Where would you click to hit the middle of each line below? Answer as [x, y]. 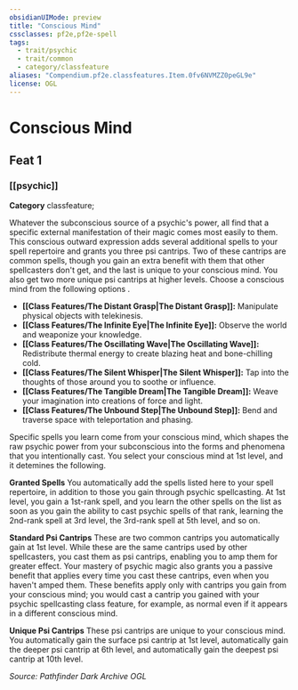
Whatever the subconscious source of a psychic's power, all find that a [139, 223]
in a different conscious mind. [64, 613]
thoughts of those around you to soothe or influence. [119, 382]
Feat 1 [26, 161]
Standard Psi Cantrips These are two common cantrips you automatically [145, 537]
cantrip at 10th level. [46, 659]
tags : [19, 42]
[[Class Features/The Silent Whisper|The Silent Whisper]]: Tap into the [155, 372]
